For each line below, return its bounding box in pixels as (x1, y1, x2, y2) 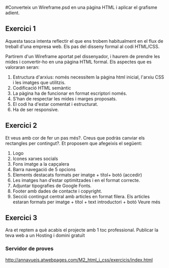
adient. (5, 10, 20, 16)
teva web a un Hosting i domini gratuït (5, 232, 85, 238)
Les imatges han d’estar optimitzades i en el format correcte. (12, 177, 140, 183)
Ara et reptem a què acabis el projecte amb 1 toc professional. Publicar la (5, 227, 159, 233)
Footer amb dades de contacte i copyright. (12, 188, 102, 194)
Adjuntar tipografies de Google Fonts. (12, 182, 92, 189)
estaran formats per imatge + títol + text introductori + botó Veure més (12, 199, 160, 205)
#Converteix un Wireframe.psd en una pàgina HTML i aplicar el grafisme (5, 5, 158, 10)
